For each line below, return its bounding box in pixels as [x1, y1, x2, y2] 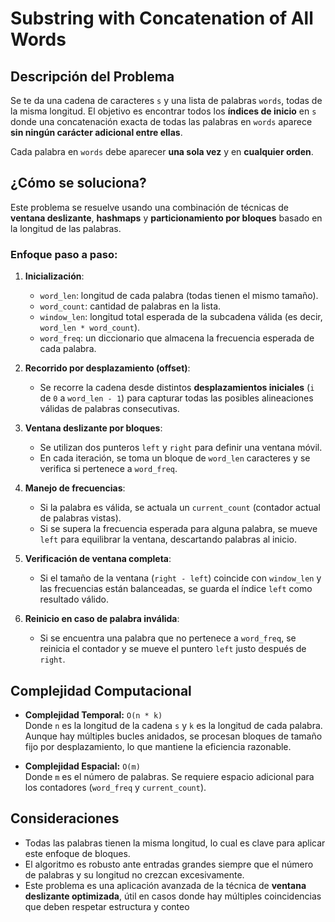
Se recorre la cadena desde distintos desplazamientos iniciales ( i [39, 382, 315, 394]
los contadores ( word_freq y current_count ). [24, 781, 207, 793]
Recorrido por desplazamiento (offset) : [24, 362, 191, 374]
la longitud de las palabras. [10, 222, 122, 234]
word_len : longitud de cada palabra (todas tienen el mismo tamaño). [39, 290, 319, 302]
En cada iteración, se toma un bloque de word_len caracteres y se [39, 452, 311, 464]
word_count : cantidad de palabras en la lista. [39, 300, 222, 312]
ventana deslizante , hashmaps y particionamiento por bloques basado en [10, 212, 323, 224]
